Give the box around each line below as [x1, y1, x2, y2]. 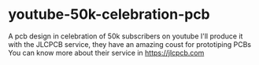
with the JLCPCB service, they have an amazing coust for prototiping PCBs [8, 39, 252, 49]
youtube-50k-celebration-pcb [8, 5, 210, 23]
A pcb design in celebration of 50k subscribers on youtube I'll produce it [8, 31, 243, 41]
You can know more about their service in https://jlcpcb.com [8, 48, 205, 57]
